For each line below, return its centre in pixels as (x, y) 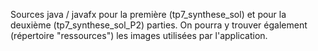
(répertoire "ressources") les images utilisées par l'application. (139, 35)
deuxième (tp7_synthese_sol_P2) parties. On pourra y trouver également (159, 25)
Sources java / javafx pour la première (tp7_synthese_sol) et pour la (148, 14)
